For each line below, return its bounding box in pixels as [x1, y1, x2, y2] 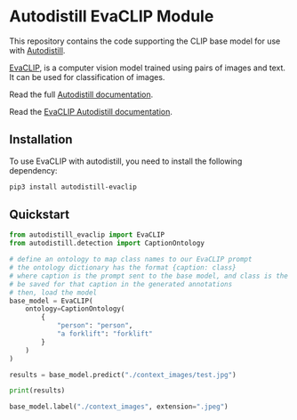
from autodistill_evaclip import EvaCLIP [9, 230, 165, 239]
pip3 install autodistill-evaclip [9, 182, 138, 191]
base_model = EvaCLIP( [9, 296, 93, 305]
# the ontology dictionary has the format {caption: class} [9, 263, 237, 272]
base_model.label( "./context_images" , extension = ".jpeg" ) [9, 402, 229, 411]
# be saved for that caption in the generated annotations [9, 279, 233, 288]
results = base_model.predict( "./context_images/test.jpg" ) [9, 370, 237, 379]
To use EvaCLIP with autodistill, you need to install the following [9, 156, 243, 166]
